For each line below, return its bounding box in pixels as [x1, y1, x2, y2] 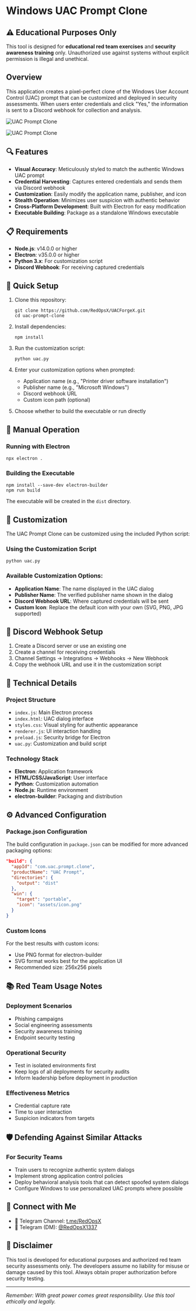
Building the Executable [6, 469, 75, 477]
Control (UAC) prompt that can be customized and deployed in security [6, 94, 177, 101]
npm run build [6, 487, 41, 493]
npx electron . [6, 455, 43, 461]
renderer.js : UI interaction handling [14, 728, 101, 735]
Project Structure [6, 695, 56, 704]
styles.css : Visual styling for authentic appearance [14, 722, 138, 729]
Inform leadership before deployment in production [14, 1074, 138, 1081]
